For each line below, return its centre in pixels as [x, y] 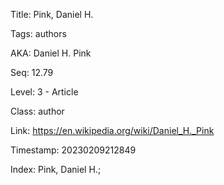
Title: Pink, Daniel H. [52, 14]
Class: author [37, 111]
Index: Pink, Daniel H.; [56, 169]
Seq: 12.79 [32, 72]
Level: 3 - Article [44, 92]
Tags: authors [38, 33]
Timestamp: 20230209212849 [73, 150]
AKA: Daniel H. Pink [51, 53]
